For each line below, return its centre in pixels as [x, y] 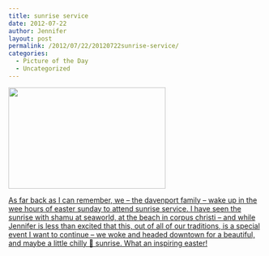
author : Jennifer [38, 31]
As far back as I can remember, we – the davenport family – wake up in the [133, 200]
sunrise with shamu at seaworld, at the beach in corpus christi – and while [132, 217]
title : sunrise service [49, 16]
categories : [28, 53]
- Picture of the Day [52, 62]
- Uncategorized [43, 69]
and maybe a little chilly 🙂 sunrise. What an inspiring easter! [108, 243]
